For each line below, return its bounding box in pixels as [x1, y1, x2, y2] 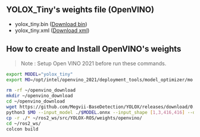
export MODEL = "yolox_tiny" [6, 71, 73, 77]
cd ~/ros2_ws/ [6, 120, 42, 126]
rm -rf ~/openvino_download [6, 87, 76, 94]
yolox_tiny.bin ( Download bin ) [14, 20, 87, 27]
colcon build [6, 126, 39, 132]
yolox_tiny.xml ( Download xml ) [14, 27, 90, 34]
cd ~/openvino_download [6, 98, 65, 104]
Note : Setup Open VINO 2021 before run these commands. [20, 59, 167, 67]
